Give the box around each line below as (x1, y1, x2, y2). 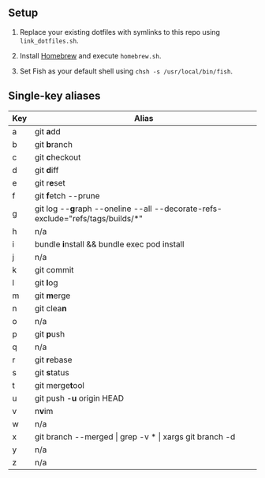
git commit (34, 264, 74, 275)
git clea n (34, 303, 67, 314)
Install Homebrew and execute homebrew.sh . (19, 51, 162, 60)
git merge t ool (34, 379, 85, 390)
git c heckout (34, 152, 81, 163)
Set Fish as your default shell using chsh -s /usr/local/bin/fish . (19, 66, 233, 76)
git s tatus (34, 367, 69, 378)
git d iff (34, 164, 59, 175)
